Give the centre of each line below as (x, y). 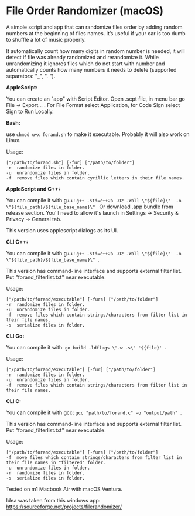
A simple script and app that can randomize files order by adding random (94, 27)
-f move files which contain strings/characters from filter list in (94, 457)
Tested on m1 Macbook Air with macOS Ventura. (64, 489)
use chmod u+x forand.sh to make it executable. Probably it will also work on (98, 134)
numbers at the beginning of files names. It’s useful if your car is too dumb (96, 33)
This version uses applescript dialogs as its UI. (62, 230)
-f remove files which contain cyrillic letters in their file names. (95, 178)
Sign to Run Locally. (30, 111)
